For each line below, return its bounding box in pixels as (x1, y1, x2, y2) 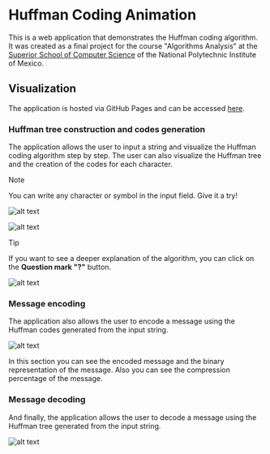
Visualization (8, 82, 77, 96)
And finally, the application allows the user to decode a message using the (8, 412, 257, 422)
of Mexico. (8, 58, 45, 68)
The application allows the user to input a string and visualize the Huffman (8, 142, 257, 152)
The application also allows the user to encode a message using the (8, 316, 236, 326)
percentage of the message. (8, 374, 103, 383)
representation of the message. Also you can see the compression (8, 365, 231, 375)
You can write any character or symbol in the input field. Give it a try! (8, 191, 238, 200)
